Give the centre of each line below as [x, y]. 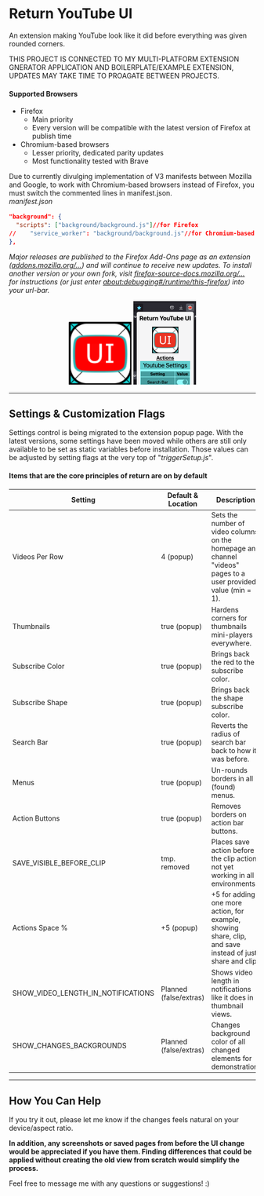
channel [224, 557]
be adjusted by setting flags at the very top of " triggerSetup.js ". [111, 458]
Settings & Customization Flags [87, 414]
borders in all [232, 778]
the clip [223, 859]
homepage [228, 549]
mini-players [232, 635]
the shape [227, 698]
